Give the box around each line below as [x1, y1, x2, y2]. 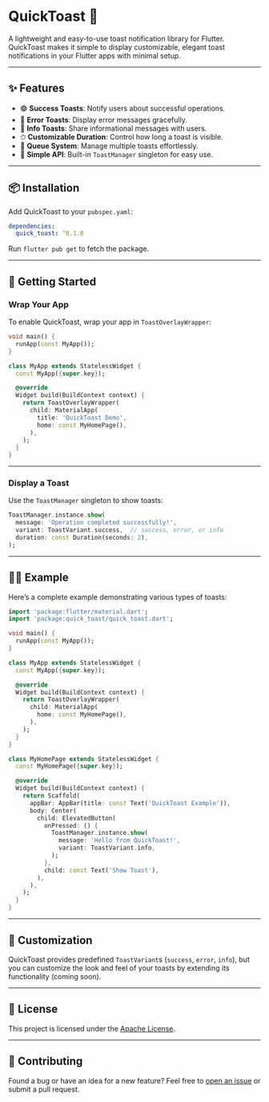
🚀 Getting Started [8, 274, 97, 288]
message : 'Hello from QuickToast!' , [58, 837, 181, 845]
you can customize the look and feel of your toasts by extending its [8, 962, 230, 973]
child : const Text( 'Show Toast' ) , [43, 866, 159, 874]
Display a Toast [8, 477, 70, 488]
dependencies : [8, 222, 56, 230]
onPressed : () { [43, 821, 98, 829]
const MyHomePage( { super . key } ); [15, 762, 124, 771]
